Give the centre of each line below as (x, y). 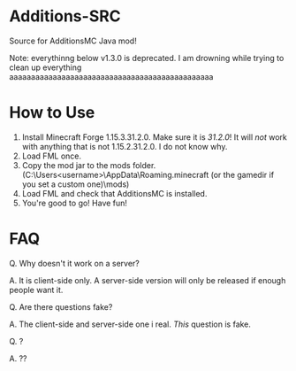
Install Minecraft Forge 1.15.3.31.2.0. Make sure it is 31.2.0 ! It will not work (154, 137)
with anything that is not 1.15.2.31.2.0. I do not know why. (125, 146)
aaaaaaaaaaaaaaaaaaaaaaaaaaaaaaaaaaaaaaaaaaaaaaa (111, 76)
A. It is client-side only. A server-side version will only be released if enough (148, 280)
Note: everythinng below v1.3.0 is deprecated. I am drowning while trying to (147, 58)
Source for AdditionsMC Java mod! (73, 41)
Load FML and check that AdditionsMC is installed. (114, 193)
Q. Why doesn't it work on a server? (74, 263)
